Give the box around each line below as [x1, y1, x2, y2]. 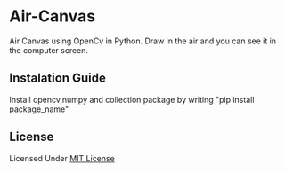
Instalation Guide [9, 71, 107, 86]
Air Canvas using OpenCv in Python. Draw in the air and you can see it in [9, 35, 277, 46]
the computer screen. [9, 44, 89, 55]
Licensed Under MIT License [9, 152, 116, 163]
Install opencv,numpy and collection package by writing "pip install [9, 94, 255, 105]
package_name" [9, 104, 69, 114]
